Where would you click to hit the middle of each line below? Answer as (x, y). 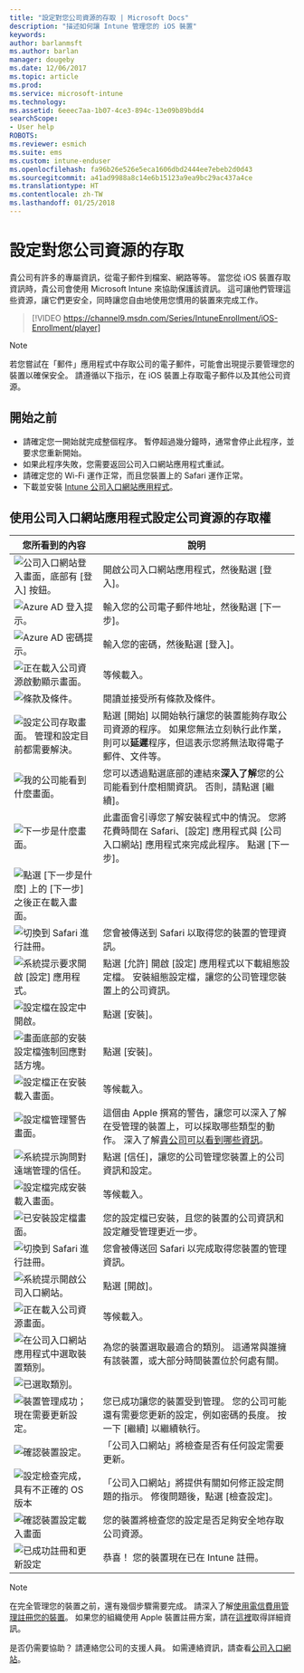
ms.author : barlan (44, 52)
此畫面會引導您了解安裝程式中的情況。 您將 (195, 817)
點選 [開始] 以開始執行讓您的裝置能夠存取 (190, 716)
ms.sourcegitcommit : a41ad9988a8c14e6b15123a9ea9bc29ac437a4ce (131, 177)
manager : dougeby (42, 60)
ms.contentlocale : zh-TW (56, 195)
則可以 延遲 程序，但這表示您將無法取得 (185, 743)
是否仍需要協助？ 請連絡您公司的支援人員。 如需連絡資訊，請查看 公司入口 (146, 1648)
